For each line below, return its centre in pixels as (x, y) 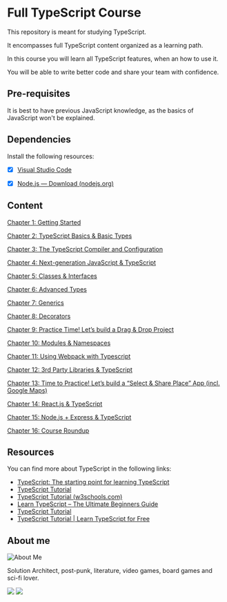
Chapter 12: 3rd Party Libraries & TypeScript (70, 369)
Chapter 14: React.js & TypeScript (55, 404)
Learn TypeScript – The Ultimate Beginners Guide (88, 504)
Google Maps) (27, 390)
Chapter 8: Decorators (39, 316)
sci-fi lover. (23, 578)
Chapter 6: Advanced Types (47, 289)
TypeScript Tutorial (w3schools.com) (70, 497)
